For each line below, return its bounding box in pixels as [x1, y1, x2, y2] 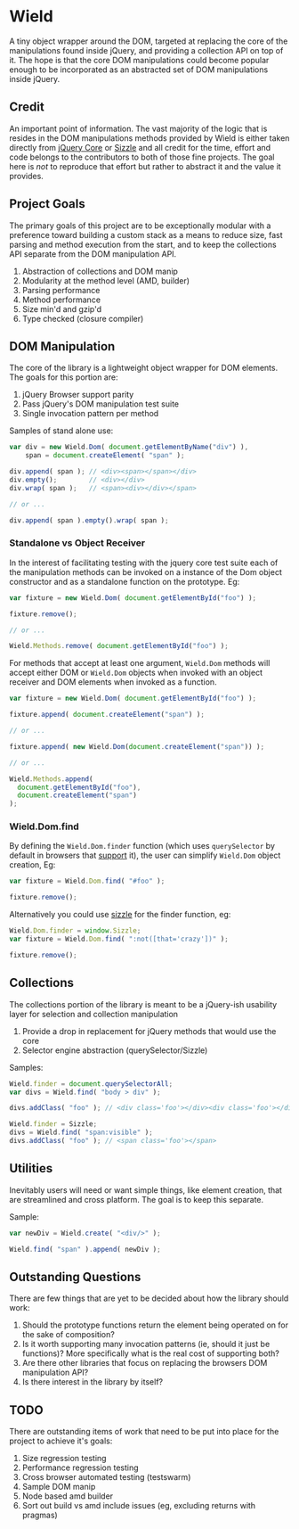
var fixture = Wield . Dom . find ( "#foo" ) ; [9, 876, 166, 886]
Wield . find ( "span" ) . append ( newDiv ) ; [9, 1245, 162, 1254]
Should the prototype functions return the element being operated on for [21, 1319, 289, 1330]
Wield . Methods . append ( [9, 774, 93, 784]
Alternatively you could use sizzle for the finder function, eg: [9, 909, 231, 920]
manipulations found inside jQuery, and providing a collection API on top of [9, 45, 284, 55]
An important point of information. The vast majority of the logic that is [9, 123, 268, 134]
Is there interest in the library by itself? [21, 1377, 163, 1387]
